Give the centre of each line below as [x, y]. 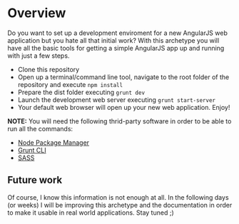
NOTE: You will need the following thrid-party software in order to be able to [119, 121]
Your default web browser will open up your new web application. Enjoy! [124, 107]
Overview [37, 13]
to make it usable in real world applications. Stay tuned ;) [91, 213]
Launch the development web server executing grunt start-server [117, 100]
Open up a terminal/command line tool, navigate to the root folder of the [123, 77]
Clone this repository [49, 69]
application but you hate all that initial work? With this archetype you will [113, 40]
